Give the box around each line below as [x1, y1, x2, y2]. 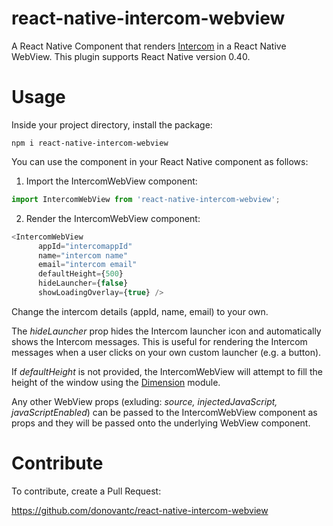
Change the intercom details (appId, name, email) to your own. [11, 305, 269, 317]
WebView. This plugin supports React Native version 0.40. [11, 50, 251, 62]
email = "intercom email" [37, 260, 138, 270]
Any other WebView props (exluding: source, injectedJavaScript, [11, 395, 278, 407]
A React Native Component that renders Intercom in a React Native [11, 40, 287, 52]
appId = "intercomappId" [37, 241, 133, 251]
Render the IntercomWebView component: [25, 212, 201, 224]
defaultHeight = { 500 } [37, 269, 124, 279]
